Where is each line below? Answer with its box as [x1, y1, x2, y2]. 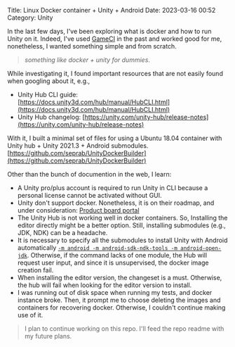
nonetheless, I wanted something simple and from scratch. [7, 42, 177, 50]
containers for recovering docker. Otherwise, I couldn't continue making [17, 303, 226, 312]
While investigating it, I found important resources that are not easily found [7, 70, 223, 77]
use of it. [17, 311, 43, 319]
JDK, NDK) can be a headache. [17, 229, 108, 236]
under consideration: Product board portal [17, 206, 140, 214]
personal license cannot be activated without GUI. [17, 191, 163, 199]
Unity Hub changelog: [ [17, 113, 86, 121]
